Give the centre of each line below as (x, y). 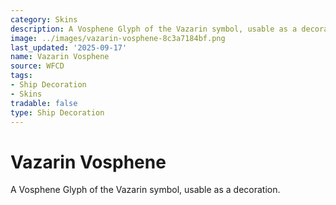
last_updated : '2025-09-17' (69, 47)
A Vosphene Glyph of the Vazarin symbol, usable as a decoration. (145, 190)
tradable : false (44, 103)
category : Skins (44, 19)
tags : (21, 76)
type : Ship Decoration (57, 112)
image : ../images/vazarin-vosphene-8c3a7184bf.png (118, 38)
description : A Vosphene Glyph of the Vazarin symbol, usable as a (154, 29)
